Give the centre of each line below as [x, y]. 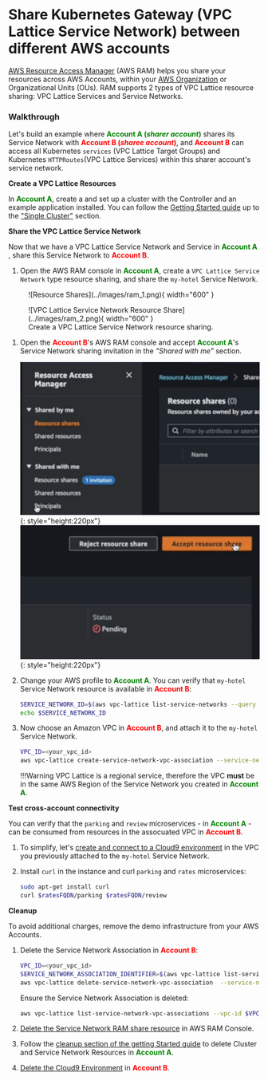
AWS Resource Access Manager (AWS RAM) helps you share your [117, 70]
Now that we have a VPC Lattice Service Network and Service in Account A [133, 247]
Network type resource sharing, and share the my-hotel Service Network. [139, 279]
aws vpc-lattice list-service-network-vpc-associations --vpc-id [130, 1013]
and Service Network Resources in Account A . [97, 1052]
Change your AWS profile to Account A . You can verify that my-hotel [132, 680]
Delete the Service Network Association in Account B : [108, 950]
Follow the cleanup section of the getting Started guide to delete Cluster [138, 1044]
